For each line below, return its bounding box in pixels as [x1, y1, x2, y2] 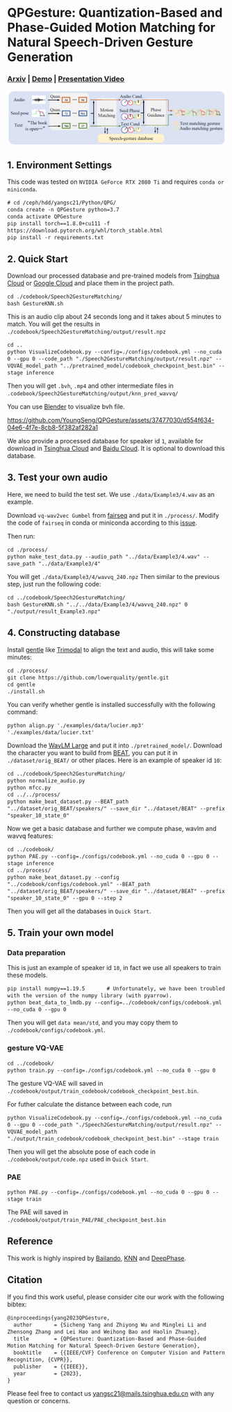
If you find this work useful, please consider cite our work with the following [7, 1292, 224, 1301]
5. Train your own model [7, 927, 114, 939]
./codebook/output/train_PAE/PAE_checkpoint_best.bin [7, 1216, 167, 1223]
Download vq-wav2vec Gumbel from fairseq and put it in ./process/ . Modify [7, 511, 219, 519]
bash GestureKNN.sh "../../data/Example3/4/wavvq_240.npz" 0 [7, 601, 188, 608]
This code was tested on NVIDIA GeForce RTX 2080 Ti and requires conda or [7, 177, 224, 186]
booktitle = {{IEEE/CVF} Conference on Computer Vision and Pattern [13, 1349, 226, 1356]
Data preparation [7, 948, 66, 958]
